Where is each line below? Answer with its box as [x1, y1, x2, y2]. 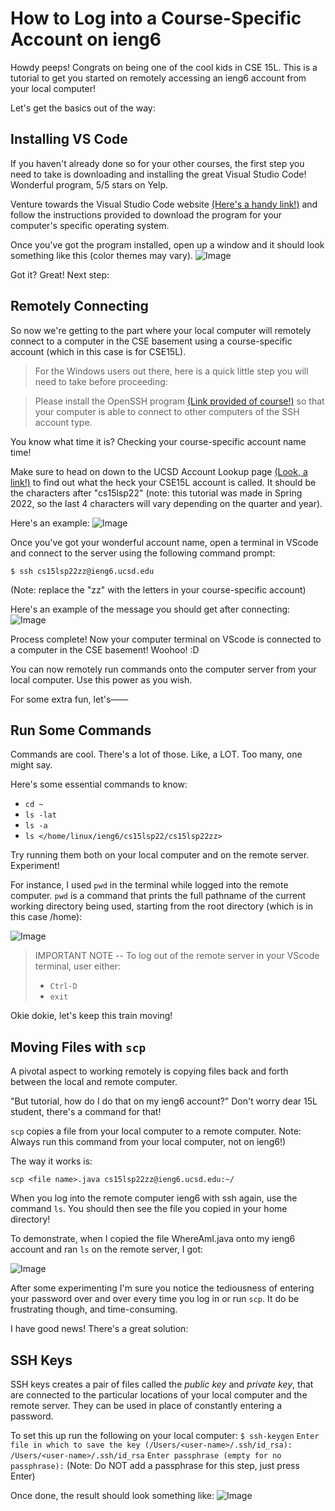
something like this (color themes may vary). [10, 249, 194, 261]
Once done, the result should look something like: [10, 1490, 215, 1501]
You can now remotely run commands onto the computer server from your [10, 663, 317, 675]
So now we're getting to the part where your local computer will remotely [10, 324, 312, 336]
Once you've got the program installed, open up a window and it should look [10, 238, 325, 251]
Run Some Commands [10, 722, 152, 739]
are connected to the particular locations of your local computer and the [10, 1389, 308, 1401]
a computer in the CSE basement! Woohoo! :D [10, 643, 200, 656]
